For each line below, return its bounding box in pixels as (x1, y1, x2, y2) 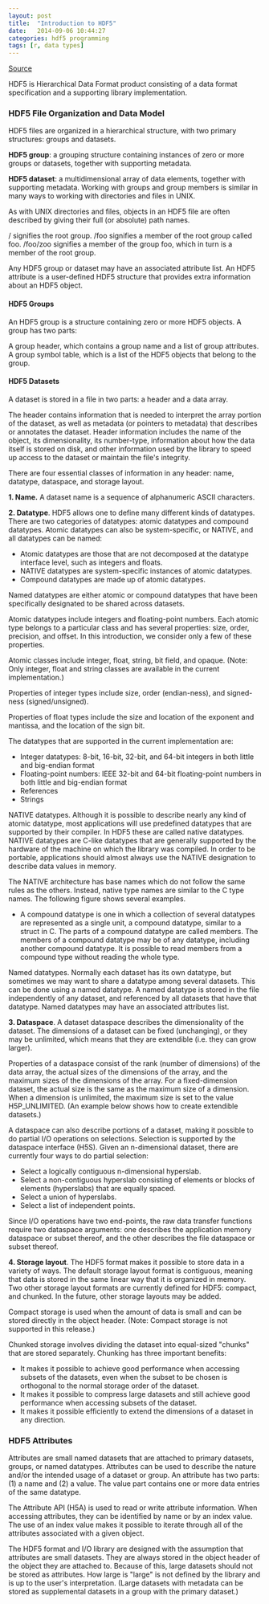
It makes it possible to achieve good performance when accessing (19, 1363, 240, 1373)
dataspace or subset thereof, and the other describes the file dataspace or (8, 1233, 255, 1243)
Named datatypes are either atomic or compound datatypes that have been (8, 590, 259, 599)
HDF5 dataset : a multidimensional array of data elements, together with (8, 174, 246, 184)
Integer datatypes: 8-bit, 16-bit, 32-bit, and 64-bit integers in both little (19, 752, 255, 761)
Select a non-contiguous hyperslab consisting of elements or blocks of (19, 1174, 255, 1185)
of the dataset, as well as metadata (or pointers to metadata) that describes (8, 418, 259, 428)
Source (8, 63, 32, 73)
